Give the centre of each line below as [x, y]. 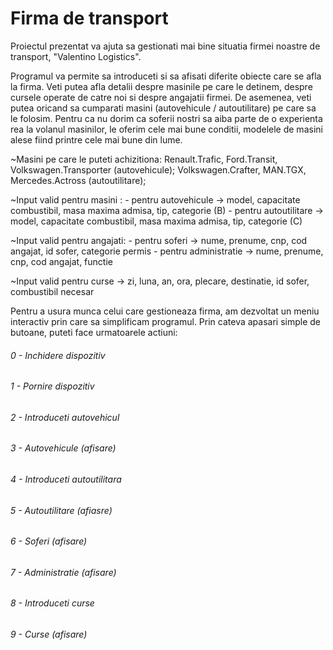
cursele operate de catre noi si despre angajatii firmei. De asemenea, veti [161, 97]
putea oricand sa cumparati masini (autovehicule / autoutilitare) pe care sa [163, 108]
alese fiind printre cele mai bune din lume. [96, 139]
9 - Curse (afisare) [49, 634]
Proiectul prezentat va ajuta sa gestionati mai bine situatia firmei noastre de [165, 46]
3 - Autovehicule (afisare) [63, 448]
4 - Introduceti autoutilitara [66, 479]
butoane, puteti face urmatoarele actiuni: [94, 332]
